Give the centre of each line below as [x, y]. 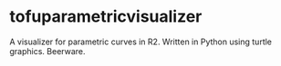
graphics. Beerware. [47, 51]
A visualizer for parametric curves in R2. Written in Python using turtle [140, 42]
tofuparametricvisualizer [106, 17]
